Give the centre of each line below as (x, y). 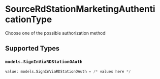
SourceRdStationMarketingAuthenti (80, 9)
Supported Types (32, 48)
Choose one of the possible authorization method (55, 33)
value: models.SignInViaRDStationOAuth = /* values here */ (68, 71)
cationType (29, 19)
